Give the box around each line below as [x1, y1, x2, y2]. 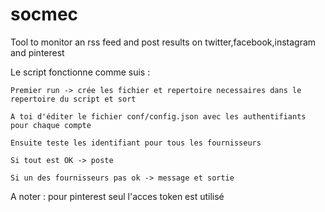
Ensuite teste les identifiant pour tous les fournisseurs [10, 138, 262, 148]
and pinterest [10, 46, 65, 58]
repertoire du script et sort [10, 94, 137, 104]
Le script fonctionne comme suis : [10, 66, 151, 78]
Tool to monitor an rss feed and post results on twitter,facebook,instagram [10, 36, 317, 48]
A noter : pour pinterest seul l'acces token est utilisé [10, 190, 225, 202]
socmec [10, 3, 79, 26]
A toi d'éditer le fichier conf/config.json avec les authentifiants [10, 111, 307, 122]
